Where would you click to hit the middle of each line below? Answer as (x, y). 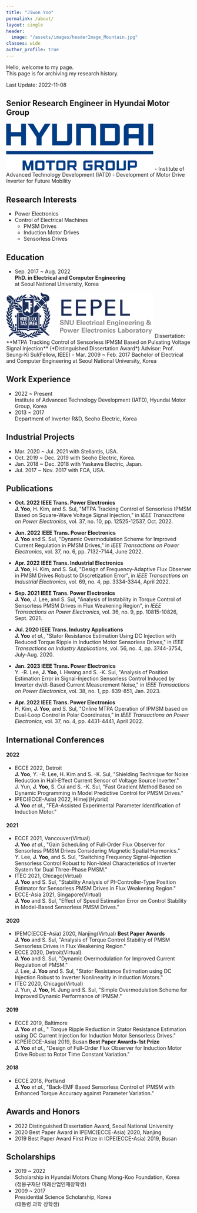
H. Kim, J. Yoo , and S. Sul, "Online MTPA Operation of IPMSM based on (101, 709)
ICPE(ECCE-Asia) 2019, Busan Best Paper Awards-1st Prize (87, 1042)
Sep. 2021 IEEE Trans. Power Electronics (65, 593)
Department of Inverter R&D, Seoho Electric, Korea (76, 419)
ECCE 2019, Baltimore (41, 1023)
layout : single (25, 25)
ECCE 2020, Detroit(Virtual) (48, 952)
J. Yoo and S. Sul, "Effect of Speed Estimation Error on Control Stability (101, 901)
